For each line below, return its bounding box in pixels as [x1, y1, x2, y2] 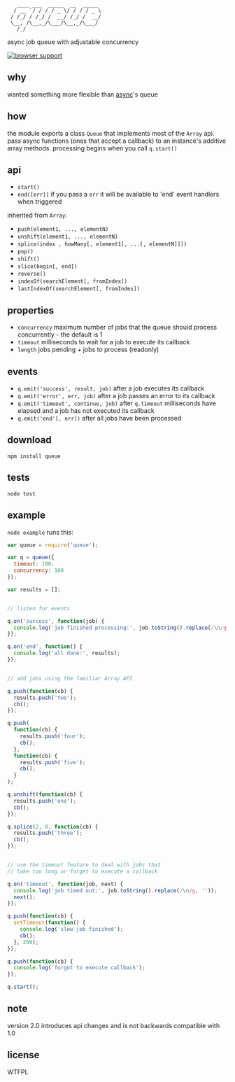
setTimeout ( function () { [13, 919, 86, 927]
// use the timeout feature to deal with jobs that [7, 862, 161, 869]
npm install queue [7, 453, 61, 460]
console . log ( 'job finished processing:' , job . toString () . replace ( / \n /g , [13, 624, 230, 631]
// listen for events [7, 605, 71, 612]
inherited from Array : [7, 211, 68, 220]
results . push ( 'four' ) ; [20, 733, 86, 740]
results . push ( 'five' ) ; [20, 759, 86, 766]
